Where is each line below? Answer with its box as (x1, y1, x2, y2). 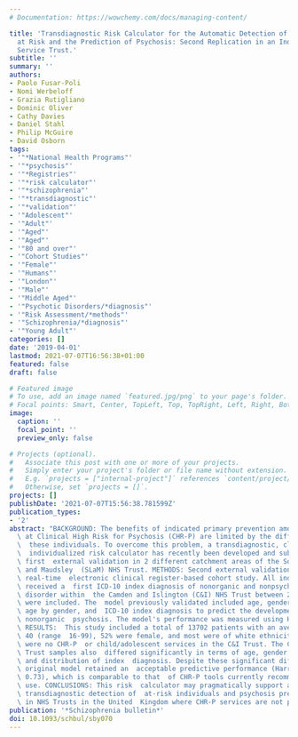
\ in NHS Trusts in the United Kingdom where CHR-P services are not (17, 697, 284, 707)
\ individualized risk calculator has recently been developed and (17, 549, 276, 558)
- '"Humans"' (9, 268, 58, 278)
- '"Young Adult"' (9, 326, 77, 336)
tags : (9, 145, 29, 154)
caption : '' (17, 417, 62, 426)
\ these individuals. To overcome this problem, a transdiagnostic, (17, 541, 279, 549)
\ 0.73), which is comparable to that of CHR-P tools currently (17, 673, 264, 682)
